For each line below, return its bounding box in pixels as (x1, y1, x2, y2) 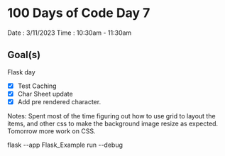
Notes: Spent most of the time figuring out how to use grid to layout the (7, 111, 216, 120)
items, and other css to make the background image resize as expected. (7, 119, 219, 128)
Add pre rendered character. (17, 97, 101, 106)
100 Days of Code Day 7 (7, 5, 150, 21)
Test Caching (17, 82, 57, 90)
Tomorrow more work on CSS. (7, 126, 96, 135)
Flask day (7, 67, 35, 76)
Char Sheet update (17, 89, 73, 98)
